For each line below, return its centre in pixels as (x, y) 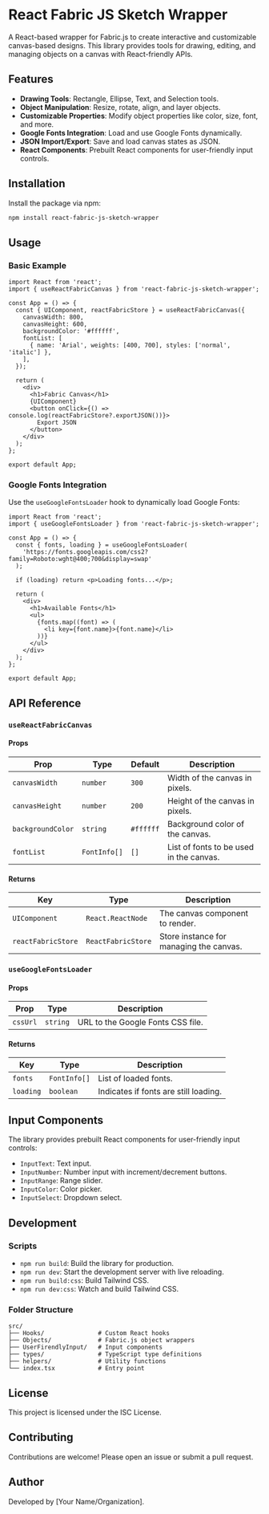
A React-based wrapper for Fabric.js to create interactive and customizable (132, 37)
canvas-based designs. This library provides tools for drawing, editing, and (132, 45)
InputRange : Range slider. (61, 1181)
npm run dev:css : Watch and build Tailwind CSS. (99, 1288)
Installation (37, 183)
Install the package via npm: (55, 203)
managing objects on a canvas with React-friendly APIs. (101, 54)
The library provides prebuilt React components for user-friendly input (124, 1140)
